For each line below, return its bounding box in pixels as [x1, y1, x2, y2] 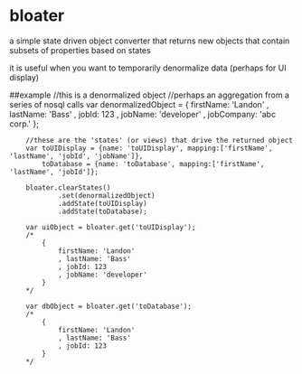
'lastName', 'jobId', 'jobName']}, [9, 151, 144, 161]
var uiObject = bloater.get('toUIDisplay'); [25, 222, 196, 231]
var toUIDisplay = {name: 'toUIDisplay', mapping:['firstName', [25, 144, 273, 153]
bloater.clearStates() [25, 182, 111, 192]
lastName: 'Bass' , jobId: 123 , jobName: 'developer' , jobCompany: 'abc [9, 108, 277, 119]
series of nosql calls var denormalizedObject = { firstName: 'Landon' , [9, 98, 269, 109]
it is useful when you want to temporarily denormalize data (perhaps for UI [9, 62, 287, 73]
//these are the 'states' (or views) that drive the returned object [25, 136, 294, 145]
